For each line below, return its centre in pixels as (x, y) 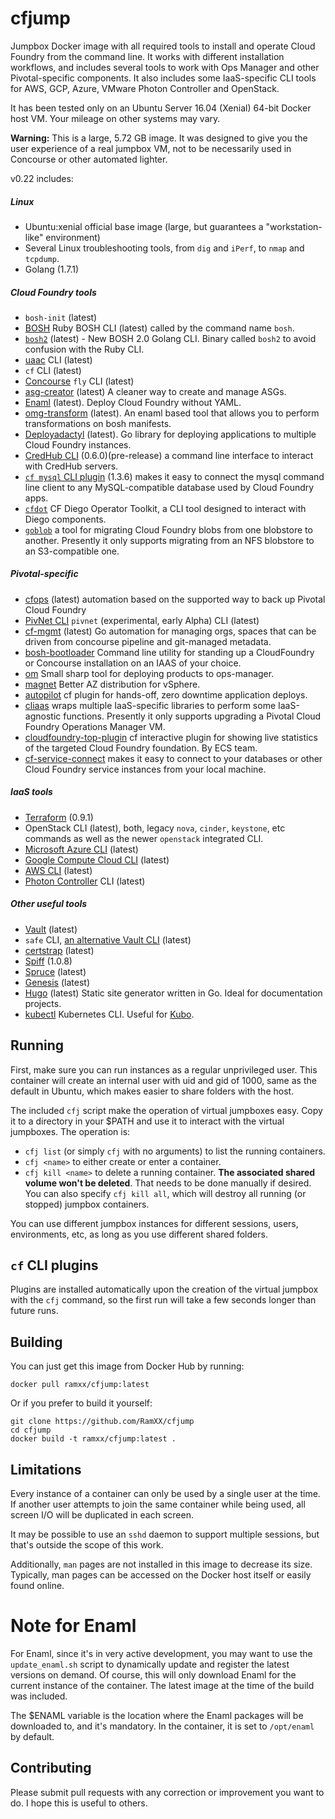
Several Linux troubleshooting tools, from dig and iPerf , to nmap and (164, 248)
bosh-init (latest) (61, 317)
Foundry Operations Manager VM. (95, 726)
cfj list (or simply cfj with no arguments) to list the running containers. (175, 1151)
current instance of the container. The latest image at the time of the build (162, 1685)
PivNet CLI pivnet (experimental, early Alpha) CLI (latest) (142, 620)
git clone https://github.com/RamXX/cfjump (102, 1422)
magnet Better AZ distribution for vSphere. (112, 684)
